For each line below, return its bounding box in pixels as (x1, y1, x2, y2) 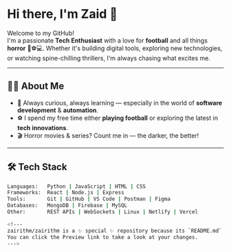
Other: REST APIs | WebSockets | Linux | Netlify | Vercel (7, 209, 199, 216)
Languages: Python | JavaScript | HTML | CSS (7, 182, 146, 190)
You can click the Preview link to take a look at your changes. (7, 233, 198, 240)
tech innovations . (16, 123, 69, 132)
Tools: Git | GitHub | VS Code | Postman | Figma (7, 196, 170, 202)
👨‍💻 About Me (7, 81, 65, 92)
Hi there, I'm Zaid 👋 (7, 6, 118, 22)
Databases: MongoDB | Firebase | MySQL (7, 202, 128, 209)
